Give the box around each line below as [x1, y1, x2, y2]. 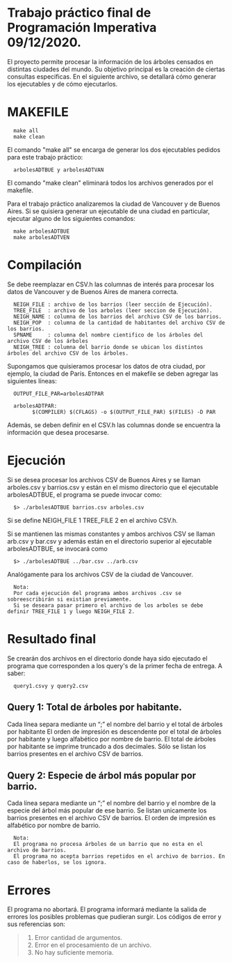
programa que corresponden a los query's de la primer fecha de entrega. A [7, 661, 223, 670]
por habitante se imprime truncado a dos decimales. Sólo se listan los [7, 742, 206, 750]
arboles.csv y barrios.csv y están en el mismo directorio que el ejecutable [7, 483, 219, 491]
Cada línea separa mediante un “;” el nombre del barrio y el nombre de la [7, 799, 217, 808]
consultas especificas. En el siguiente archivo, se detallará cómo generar [7, 72, 217, 81]
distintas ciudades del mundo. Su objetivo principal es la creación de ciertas [7, 65, 226, 73]
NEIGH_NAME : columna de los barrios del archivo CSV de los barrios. [13, 313, 222, 320]
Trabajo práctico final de [7, 5, 151, 21]
